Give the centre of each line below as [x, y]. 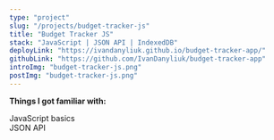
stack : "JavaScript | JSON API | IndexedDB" [94, 42]
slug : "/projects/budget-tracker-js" [80, 26]
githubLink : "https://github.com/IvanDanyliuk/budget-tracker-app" [138, 59]
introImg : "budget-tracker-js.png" [76, 68]
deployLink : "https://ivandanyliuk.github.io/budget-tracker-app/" [138, 51]
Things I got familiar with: [58, 101]
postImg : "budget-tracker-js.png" [74, 76]
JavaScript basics [42, 118]
